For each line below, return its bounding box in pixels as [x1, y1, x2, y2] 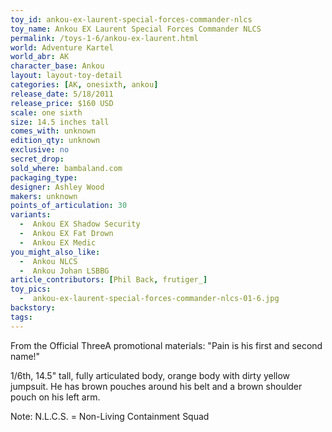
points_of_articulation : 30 [10, 201, 128, 211]
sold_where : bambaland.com [10, 163, 123, 173]
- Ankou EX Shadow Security [19, 219, 141, 230]
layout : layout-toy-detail [10, 71, 123, 81]
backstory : [10, 303, 56, 313]
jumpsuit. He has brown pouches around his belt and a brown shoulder [10, 380, 303, 392]
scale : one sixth [10, 107, 83, 118]
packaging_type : [10, 172, 78, 183]
